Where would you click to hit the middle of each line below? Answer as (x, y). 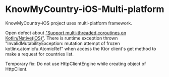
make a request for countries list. (40, 54)
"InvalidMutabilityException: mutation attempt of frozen (63, 43)
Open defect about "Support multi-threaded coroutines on (66, 32)
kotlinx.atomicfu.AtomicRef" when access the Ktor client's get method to (81, 48)
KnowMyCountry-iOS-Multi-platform (85, 9)
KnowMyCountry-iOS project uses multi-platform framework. (69, 23)
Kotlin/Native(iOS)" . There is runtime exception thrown (62, 38)
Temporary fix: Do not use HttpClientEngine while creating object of (76, 63)
